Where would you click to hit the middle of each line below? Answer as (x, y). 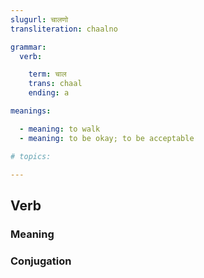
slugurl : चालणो (39, 19)
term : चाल (47, 74)
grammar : (28, 47)
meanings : (31, 111)
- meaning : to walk (60, 129)
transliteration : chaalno (64, 29)
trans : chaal (55, 84)
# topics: (31, 156)
